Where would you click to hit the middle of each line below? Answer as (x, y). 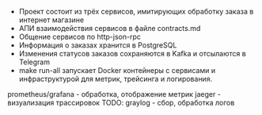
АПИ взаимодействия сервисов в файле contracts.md (110, 28)
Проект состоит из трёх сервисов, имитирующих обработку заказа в (136, 11)
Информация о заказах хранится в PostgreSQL (98, 45)
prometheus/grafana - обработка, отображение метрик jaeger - (114, 94)
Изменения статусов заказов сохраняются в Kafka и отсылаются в (132, 54)
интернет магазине (51, 20)
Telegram (34, 62)
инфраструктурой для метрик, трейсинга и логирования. (116, 79)
